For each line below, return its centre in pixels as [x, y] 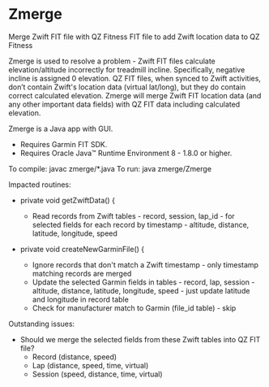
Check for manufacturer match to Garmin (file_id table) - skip [134, 308]
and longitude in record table [81, 299]
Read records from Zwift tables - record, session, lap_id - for [133, 215]
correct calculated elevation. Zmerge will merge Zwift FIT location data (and [135, 95]
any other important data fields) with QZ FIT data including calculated [124, 104]
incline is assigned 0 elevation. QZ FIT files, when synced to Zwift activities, [135, 78]
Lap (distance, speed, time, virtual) [90, 365]
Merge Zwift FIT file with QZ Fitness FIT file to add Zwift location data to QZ [134, 37]
